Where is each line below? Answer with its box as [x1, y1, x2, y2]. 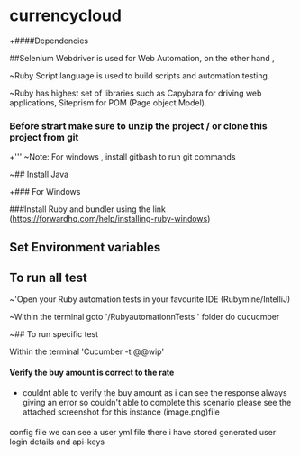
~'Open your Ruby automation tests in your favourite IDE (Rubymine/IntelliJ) [9, 294, 291, 305]
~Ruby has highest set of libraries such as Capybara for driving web [9, 87, 262, 98]
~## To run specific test [9, 329, 99, 340]
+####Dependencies [9, 35, 88, 46]
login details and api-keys [9, 436, 105, 447]
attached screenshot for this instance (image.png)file [22, 406, 221, 417]
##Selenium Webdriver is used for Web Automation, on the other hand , [9, 52, 275, 63]
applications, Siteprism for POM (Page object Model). [9, 96, 207, 108]
